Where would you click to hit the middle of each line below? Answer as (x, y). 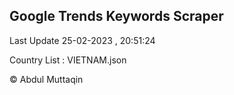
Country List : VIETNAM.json (68, 60)
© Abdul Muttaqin (46, 79)
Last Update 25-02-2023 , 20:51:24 (82, 40)
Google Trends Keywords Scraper (116, 16)
